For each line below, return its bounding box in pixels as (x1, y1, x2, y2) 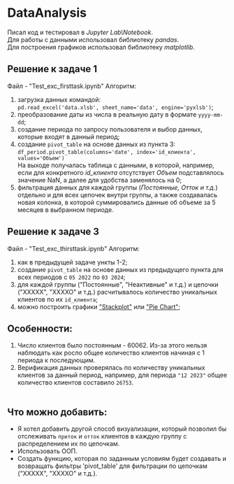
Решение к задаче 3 (7, 226, 100, 238)
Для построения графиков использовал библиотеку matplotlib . (7, 43, 196, 51)
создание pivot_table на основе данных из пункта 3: (17, 140, 176, 148)
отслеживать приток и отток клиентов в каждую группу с (17, 432, 187, 441)
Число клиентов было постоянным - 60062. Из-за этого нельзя (17, 341, 207, 350)
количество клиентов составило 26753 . (17, 378, 134, 387)
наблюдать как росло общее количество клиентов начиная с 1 (17, 348, 205, 357)
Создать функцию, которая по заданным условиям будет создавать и (17, 455, 227, 463)
